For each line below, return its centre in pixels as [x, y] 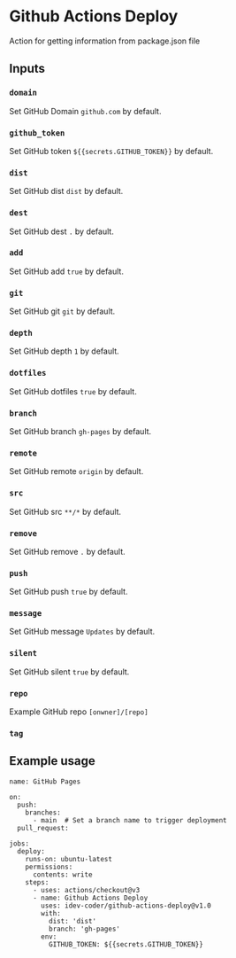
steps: [37, 882]
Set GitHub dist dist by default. [66, 191]
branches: [43, 813]
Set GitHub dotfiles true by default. [73, 391]
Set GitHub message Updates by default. [82, 632]
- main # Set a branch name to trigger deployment [129, 820]
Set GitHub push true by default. [69, 592]
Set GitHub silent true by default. [69, 672]
